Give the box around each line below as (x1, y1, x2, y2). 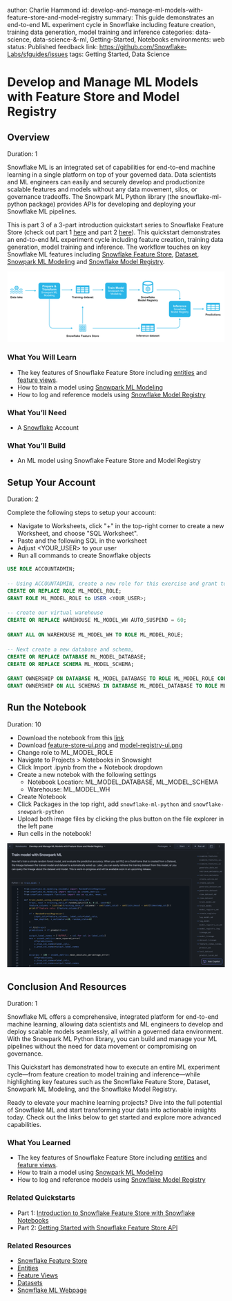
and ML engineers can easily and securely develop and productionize (7, 178, 205, 186)
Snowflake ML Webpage (17, 1286, 88, 1294)
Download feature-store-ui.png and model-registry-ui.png (17, 741, 183, 749)
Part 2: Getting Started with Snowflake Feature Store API (17, 1223, 178, 1232)
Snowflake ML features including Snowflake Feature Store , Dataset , (7, 250, 199, 259)
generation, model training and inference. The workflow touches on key (7, 243, 211, 251)
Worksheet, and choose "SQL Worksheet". (17, 530, 138, 538)
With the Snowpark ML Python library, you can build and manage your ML (7, 1035, 217, 1043)
